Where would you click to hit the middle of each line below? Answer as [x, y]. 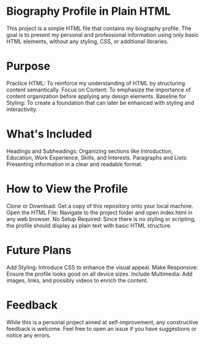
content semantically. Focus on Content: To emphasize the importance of [99, 90]
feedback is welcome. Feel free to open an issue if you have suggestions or [102, 328]
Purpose [28, 66]
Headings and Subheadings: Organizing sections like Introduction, [90, 151]
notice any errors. [29, 335]
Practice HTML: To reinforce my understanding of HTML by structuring [96, 83]
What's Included [49, 134]
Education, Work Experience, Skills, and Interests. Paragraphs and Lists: [97, 157]
